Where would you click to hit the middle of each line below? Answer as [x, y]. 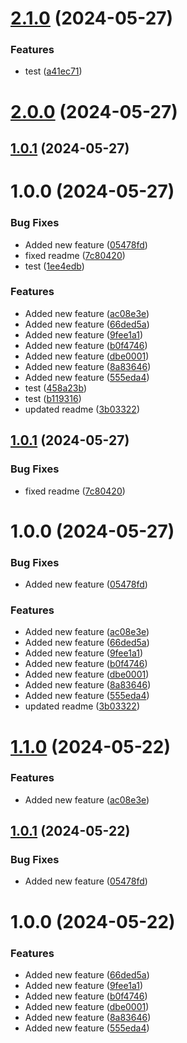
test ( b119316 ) [53, 398]
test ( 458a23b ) [56, 388]
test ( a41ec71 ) [53, 71]
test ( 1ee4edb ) [54, 266]
